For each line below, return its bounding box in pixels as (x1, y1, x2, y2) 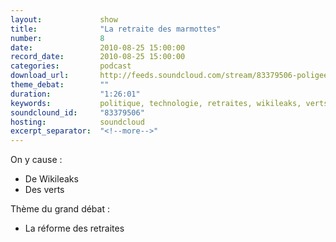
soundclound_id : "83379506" (10, 107, 145, 118)
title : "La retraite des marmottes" (10, 24, 222, 34)
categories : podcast (10, 61, 132, 71)
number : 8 (10, 33, 105, 43)
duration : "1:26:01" (10, 89, 141, 99)
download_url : (10, 71, 70, 81)
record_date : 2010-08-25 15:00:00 (10, 52, 186, 62)
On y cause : (10, 154, 63, 166)
